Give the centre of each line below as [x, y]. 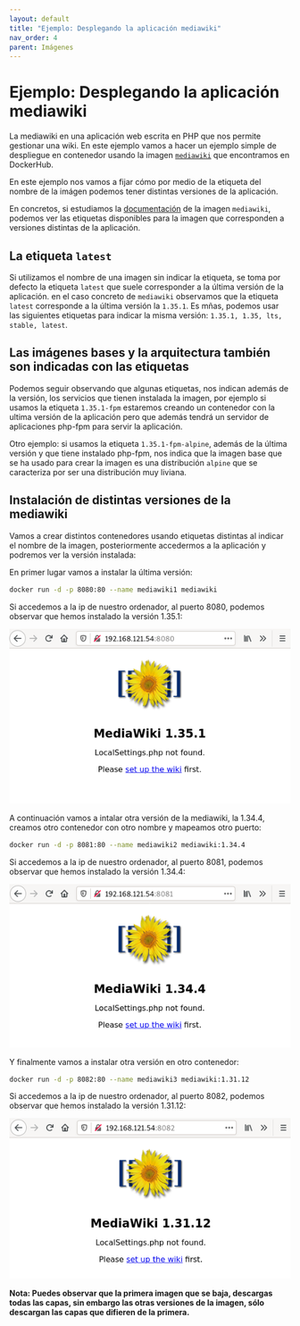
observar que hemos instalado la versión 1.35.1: [96, 616]
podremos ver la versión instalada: [73, 555]
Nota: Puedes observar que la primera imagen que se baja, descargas [141, 1293]
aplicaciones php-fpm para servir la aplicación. [96, 426]
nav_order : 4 [33, 38]
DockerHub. [31, 164]
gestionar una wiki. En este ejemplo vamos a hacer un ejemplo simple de [143, 146]
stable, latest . [39, 325]
